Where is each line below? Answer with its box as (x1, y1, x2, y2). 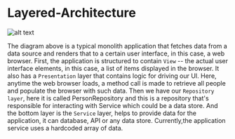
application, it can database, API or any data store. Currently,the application (7, 116, 226, 124)
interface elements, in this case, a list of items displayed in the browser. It (7, 64, 220, 72)
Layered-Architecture (7, 5, 137, 21)
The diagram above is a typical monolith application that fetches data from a (7, 41, 228, 50)
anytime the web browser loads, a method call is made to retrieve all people (7, 79, 226, 87)
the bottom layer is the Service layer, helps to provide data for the (7, 109, 196, 117)
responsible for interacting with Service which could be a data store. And (7, 101, 219, 110)
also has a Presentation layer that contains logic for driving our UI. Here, (7, 72, 217, 80)
